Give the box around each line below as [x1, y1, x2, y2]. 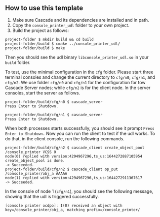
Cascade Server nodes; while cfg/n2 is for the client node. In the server [5, 85, 151, 91]
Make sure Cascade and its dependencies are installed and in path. [12, 17, 149, 23]
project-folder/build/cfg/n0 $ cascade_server [5, 99, 103, 104]
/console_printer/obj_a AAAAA [5, 171, 68, 176]
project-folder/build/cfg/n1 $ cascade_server [5, 112, 103, 117]
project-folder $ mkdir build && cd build [5, 37, 94, 42]
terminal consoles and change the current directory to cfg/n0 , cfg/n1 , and [5, 74, 156, 80]
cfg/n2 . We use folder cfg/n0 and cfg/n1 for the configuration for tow [5, 79, 146, 85]
